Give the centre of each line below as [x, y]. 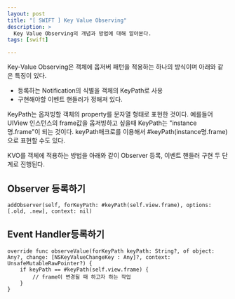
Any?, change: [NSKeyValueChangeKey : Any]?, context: [89, 257]
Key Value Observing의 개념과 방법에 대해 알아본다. [83, 33]
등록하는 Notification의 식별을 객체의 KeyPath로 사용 [90, 91]
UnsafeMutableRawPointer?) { [50, 263]
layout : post [26, 14]
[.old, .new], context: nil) [50, 211]
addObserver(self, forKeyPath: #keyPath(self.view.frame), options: [109, 205]
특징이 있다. [31, 76]
